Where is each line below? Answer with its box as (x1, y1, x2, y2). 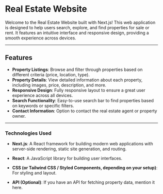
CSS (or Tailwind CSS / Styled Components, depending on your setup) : (12, 165, 158, 171)
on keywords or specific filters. (12, 103, 74, 108)
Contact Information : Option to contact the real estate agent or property (12, 108, 158, 114)
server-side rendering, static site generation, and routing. (12, 146, 127, 152)
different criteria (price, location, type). (12, 71, 90, 77)
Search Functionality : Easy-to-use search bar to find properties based (12, 97, 154, 103)
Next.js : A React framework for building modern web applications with (12, 141, 153, 147)
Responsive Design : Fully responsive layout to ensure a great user (12, 87, 146, 93)
